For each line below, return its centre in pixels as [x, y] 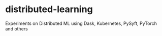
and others [17, 28]
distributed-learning [49, 9]
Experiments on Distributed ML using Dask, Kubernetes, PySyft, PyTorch [81, 23]
